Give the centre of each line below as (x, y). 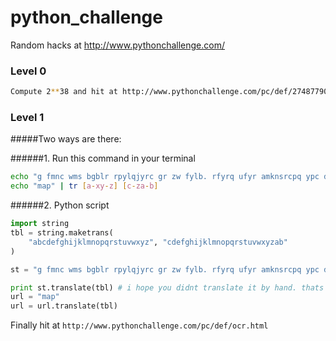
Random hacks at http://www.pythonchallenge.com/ (118, 45)
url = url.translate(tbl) (64, 306)
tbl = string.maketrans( (62, 233)
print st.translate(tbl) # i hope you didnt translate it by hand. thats (167, 287)
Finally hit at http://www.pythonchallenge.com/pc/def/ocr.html (139, 325)
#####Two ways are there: (66, 139)
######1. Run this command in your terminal (103, 158)
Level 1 (27, 118)
